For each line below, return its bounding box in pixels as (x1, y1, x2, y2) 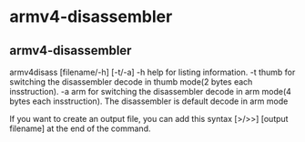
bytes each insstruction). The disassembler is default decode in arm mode (9, 96, 289, 106)
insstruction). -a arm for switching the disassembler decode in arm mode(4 (9, 86, 291, 96)
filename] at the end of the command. (9, 123, 151, 134)
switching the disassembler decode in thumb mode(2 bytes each (9, 76, 253, 87)
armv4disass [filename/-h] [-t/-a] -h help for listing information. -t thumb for (9, 66, 296, 77)
